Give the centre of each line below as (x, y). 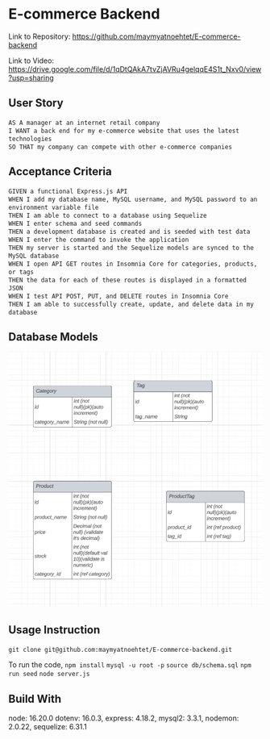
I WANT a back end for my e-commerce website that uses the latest (124, 131)
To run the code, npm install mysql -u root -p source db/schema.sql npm (130, 665)
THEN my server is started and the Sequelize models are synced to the (131, 248)
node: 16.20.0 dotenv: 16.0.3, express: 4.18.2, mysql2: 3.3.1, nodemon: (124, 718)
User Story (36, 103)
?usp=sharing (31, 77)
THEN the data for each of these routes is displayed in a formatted (128, 280)
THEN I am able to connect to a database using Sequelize (108, 215)
